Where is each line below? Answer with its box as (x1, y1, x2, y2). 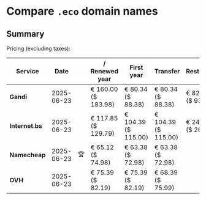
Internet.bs (9, 122, 43, 130)
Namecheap (9, 151, 46, 159)
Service (16, 67, 39, 75)
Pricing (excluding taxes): (6, 45, 71, 52)
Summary (6, 29, 45, 39)
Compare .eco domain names (6, 4, 158, 18)
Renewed (90, 67, 118, 75)
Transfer (154, 67, 180, 75)
